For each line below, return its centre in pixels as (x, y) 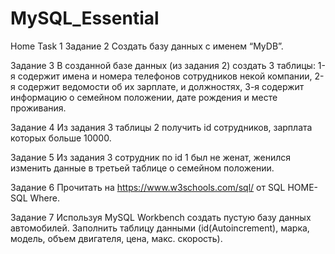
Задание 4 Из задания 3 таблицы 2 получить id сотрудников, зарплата (161, 127)
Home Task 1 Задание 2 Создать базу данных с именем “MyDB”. (147, 46)
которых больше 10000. (61, 138)
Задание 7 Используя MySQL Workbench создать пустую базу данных (161, 217)
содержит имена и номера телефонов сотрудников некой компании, (165, 76)
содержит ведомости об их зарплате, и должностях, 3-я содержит (161, 86)
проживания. (38, 108)
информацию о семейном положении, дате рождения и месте (144, 97)
